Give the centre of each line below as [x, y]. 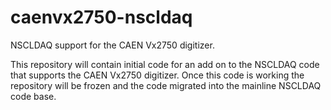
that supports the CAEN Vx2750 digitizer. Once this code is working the [157, 75]
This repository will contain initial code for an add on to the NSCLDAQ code [165, 64]
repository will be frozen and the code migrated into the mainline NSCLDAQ [166, 85]
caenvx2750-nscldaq [101, 17]
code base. [33, 96]
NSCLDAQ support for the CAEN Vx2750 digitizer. [112, 45]
